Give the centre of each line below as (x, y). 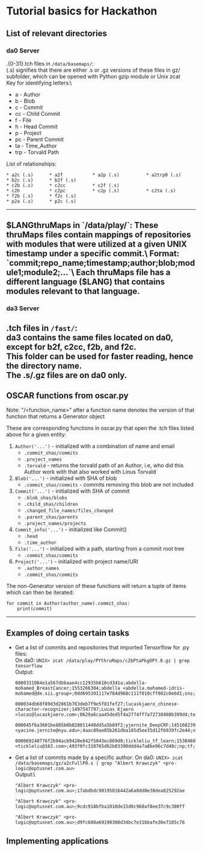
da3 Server (23, 309)
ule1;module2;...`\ (40, 273)
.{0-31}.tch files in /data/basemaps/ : (50, 63)
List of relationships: (31, 163)
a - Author (28, 94)
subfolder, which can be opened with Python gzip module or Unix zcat (93, 76)
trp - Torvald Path (37, 152)
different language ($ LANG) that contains (86, 282)
